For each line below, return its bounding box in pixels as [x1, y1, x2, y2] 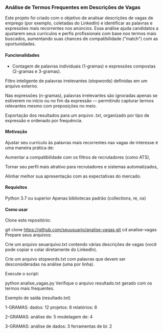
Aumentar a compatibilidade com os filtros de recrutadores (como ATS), [5, 154, 151, 160]
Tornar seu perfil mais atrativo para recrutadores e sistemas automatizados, [5, 163, 158, 170]
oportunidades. [5, 41, 36, 47]
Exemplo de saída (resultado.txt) [5, 295, 71, 301]
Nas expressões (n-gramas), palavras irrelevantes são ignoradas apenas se [5, 92, 158, 98]
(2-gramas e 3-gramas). [12, 68, 61, 74]
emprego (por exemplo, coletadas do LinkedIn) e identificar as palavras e [5, 20, 153, 26]
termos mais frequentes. [5, 286, 55, 291]
